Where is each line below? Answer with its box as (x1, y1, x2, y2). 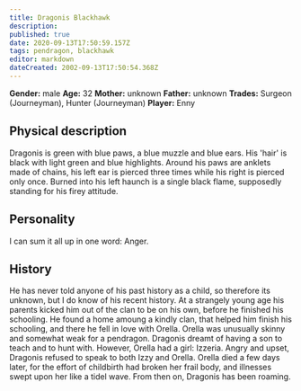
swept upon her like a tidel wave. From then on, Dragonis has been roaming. (9, 371, 291, 382)
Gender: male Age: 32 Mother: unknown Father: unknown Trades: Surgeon (9, 87, 292, 99)
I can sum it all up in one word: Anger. (9, 235, 149, 246)
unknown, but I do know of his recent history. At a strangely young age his (9, 295, 285, 306)
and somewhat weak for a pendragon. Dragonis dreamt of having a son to (9, 333, 283, 344)
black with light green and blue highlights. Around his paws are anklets (9, 156, 271, 167)
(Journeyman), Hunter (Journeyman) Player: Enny (9, 97, 196, 108)
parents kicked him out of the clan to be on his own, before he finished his (9, 305, 284, 315)
